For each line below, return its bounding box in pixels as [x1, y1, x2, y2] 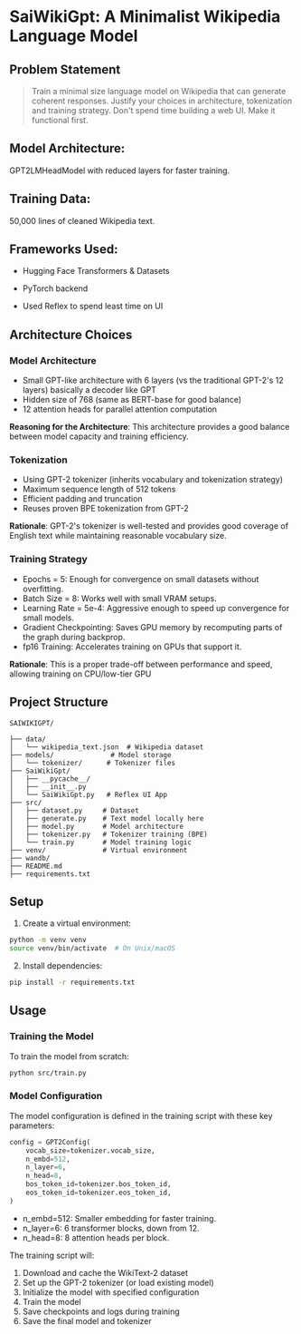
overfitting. [22, 583, 64, 594]
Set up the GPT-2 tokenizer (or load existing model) [22, 1277, 214, 1288]
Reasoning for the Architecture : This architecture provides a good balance [9, 422, 290, 433]
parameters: [9, 1120, 55, 1131]
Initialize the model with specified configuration [22, 1286, 200, 1298]
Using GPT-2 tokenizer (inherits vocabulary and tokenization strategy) [22, 474, 283, 485]
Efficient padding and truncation [22, 493, 143, 504]
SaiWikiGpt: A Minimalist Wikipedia [9, 6, 281, 27]
